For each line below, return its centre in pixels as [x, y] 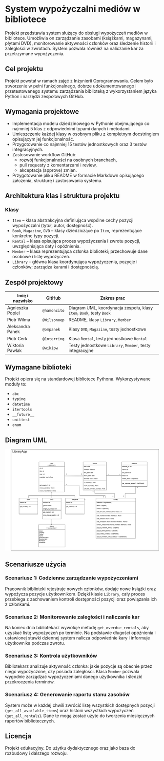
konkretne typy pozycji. [36, 236]
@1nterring [53, 339]
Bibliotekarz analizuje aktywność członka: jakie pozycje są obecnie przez [79, 666]
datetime [21, 404]
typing [19, 399]
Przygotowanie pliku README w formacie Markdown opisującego [78, 175]
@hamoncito [53, 311]
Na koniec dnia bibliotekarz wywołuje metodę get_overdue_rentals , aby [77, 628]
